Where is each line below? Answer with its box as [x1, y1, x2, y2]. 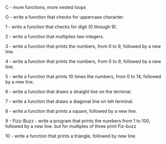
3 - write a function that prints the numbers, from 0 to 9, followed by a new [5, 43, 161, 49]
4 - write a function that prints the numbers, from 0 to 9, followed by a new [5, 58, 161, 64]
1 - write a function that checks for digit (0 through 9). [5, 24, 117, 30]
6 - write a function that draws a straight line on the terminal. [5, 89, 132, 95]
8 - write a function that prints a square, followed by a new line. [5, 108, 138, 114]
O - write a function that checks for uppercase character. [5, 14, 124, 20]
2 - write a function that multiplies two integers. [5, 34, 104, 39]
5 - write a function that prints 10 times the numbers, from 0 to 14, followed [5, 74, 161, 80]
